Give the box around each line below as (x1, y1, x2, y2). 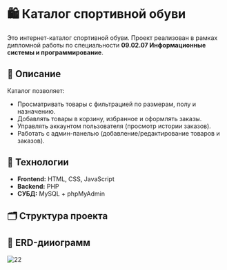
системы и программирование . (7, 48, 103, 56)
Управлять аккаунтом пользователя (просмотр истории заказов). (17, 122, 212, 130)
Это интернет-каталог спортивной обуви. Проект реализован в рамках (7, 33, 218, 42)
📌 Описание (7, 68, 61, 80)
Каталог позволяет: (7, 86, 65, 94)
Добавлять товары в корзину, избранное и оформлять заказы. (17, 114, 202, 123)
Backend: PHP (17, 182, 60, 190)
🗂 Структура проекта (7, 210, 108, 222)
